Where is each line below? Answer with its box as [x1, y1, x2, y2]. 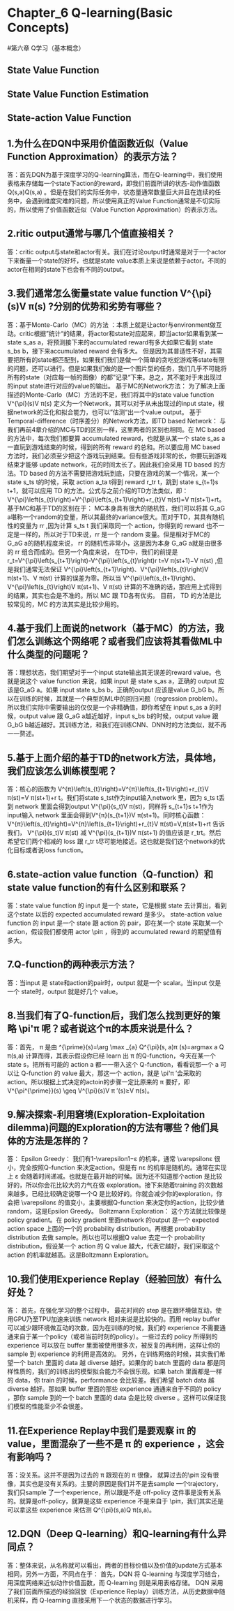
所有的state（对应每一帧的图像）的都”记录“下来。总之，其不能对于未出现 [7, 372, 216, 381]
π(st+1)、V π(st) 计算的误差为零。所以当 [7, 574, 122, 582]
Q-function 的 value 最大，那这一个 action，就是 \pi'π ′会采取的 [20, 1069, 202, 1077]
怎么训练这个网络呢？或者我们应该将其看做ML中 [16, 635, 223, 647]
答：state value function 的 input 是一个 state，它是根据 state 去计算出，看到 [7, 901, 227, 910]
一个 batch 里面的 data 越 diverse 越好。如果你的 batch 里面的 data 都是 [13, 1359, 219, 1367]
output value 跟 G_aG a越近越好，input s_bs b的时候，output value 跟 [19, 712, 219, 720]
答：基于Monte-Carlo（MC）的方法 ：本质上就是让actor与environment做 [7, 320, 216, 329]
